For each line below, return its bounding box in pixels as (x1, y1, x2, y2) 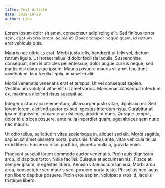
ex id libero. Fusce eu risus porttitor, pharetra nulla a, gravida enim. (5, 142, 141, 148)
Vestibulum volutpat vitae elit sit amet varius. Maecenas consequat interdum (5, 86, 161, 92)
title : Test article (5, 7, 48, 12)
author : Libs (5, 16, 32, 21)
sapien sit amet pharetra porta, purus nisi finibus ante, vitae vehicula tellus (5, 136, 157, 142)
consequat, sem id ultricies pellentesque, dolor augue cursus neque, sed (5, 60, 154, 67)
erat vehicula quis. (5, 40, 43, 46)
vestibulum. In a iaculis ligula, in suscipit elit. (5, 71, 95, 77)
